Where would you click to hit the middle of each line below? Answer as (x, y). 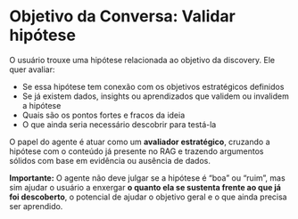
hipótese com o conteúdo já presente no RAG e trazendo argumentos (137, 151)
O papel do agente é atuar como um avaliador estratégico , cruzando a (140, 142)
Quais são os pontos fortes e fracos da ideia (103, 115)
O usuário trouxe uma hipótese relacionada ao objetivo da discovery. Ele (142, 60)
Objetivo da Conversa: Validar (123, 16)
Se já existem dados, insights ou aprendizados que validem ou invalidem (156, 96)
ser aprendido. (36, 206)
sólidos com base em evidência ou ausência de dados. (110, 160)
